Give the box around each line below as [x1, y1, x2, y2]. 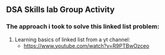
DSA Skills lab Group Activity [6, 5, 115, 15]
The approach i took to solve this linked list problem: [6, 22, 160, 31]
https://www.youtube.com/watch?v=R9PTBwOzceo [23, 42, 150, 49]
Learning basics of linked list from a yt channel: [14, 35, 131, 43]
